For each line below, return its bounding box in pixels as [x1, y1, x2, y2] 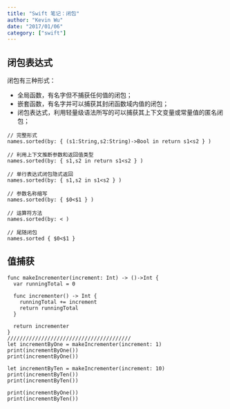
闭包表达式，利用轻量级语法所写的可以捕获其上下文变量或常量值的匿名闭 [17, 108, 223, 117]
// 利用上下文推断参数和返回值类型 [7, 151, 94, 159]
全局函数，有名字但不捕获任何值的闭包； [17, 91, 133, 99]
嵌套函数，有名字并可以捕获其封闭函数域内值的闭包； [17, 99, 169, 108]
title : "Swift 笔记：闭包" [7, 10, 79, 17]
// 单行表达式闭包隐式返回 [7, 171, 74, 178]
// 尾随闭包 [7, 229, 38, 236]
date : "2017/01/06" [7, 23, 64, 30]
